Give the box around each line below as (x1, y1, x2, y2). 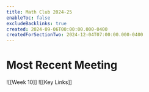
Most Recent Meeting (6, 58, 118, 72)
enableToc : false (6, 15, 51, 21)
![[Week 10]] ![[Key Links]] (6, 79, 72, 86)
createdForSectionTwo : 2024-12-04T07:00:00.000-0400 (6, 32, 144, 38)
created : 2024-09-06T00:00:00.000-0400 (6, 26, 108, 33)
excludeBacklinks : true (6, 20, 67, 26)
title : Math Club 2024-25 (6, 9, 72, 15)
